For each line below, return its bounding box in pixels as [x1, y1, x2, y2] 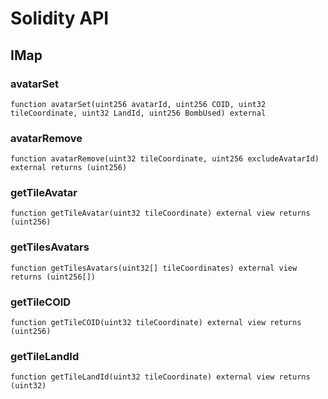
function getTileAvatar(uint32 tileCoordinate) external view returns [10, 208, 311, 219]
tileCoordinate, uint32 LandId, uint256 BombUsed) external [10, 108, 267, 118]
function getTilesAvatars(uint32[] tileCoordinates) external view [10, 263, 298, 273]
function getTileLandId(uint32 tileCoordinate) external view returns [10, 372, 311, 382]
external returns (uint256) [10, 163, 128, 173]
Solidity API [10, 7, 110, 30]
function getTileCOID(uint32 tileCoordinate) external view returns [10, 318, 302, 328]
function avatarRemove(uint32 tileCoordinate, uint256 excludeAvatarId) [10, 154, 320, 164]
